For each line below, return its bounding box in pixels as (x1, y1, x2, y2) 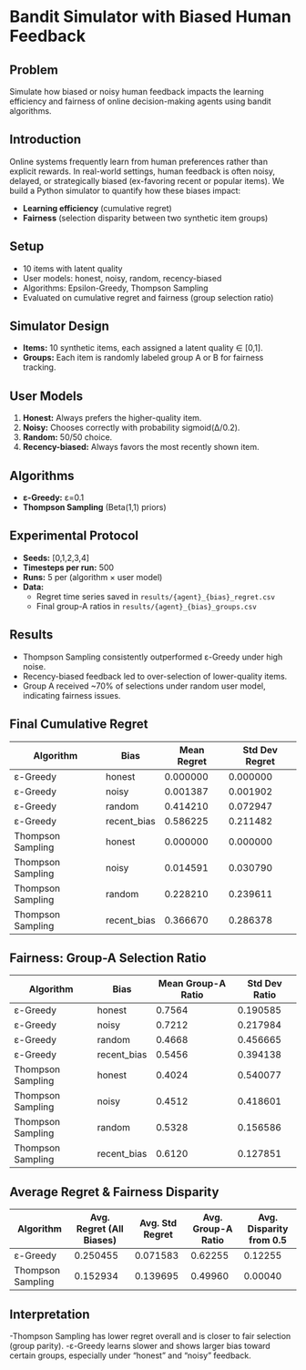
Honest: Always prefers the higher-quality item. (22, 413, 202, 424)
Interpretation (9, 1306, 90, 1322)
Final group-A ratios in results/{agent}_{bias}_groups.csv (36, 600, 257, 611)
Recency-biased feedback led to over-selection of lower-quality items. (22, 670, 288, 681)
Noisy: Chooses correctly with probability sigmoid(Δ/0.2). (22, 422, 240, 434)
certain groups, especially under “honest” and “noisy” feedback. (9, 1350, 252, 1361)
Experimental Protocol (9, 528, 139, 544)
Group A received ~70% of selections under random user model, (22, 680, 266, 691)
